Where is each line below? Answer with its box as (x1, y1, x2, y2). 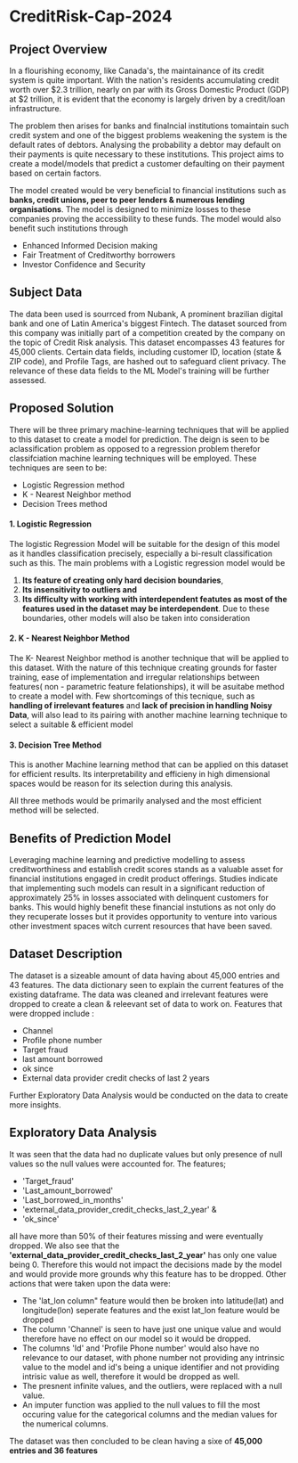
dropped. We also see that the (9, 1240, 120, 1251)
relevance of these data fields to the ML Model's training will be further (9, 365, 270, 376)
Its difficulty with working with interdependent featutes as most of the (21, 593, 287, 604)
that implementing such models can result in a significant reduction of (9, 883, 265, 894)
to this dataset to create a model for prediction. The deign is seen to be (9, 434, 270, 445)
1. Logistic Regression (9, 519, 92, 529)
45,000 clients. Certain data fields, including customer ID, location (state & (9, 346, 282, 357)
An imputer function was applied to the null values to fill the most (21, 1399, 261, 1410)
